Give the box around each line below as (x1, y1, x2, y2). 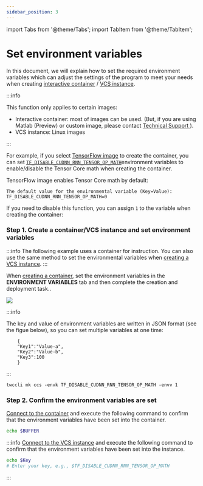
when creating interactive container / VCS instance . (6, 80, 136, 87)
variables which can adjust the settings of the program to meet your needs (6, 74, 193, 81)
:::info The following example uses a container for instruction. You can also (6, 247, 193, 254)
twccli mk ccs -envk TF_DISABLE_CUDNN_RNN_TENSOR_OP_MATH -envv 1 (6, 381, 178, 388)
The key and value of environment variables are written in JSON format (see (6, 320, 197, 327)
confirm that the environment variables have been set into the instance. (6, 445, 185, 453)
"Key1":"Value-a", (17, 343, 64, 350)
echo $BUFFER (6, 428, 40, 434)
